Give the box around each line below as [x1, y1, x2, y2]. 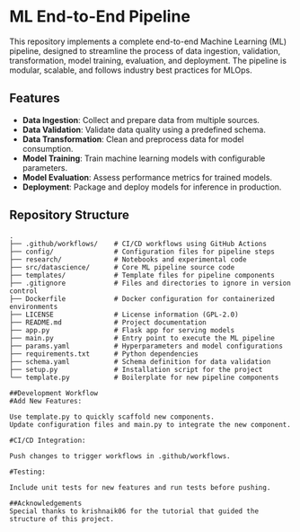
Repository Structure [9, 208, 130, 223]
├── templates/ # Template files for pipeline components [9, 270, 276, 279]
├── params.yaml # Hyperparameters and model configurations [9, 341, 283, 350]
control [9, 286, 39, 296]
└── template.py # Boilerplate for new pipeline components [9, 373, 279, 382]
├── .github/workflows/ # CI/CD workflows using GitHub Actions [9, 239, 268, 248]
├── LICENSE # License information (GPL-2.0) [9, 310, 240, 319]
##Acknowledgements [9, 499, 83, 508]
